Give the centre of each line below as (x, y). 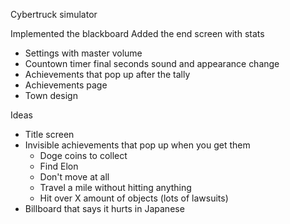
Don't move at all (74, 177)
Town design (51, 95)
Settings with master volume (83, 53)
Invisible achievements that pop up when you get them (137, 145)
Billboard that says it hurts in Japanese (104, 208)
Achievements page (66, 85)
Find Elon (59, 166)
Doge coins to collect (83, 155)
